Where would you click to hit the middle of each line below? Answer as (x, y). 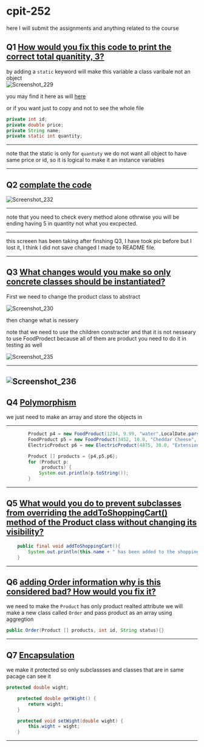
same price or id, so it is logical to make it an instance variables (86, 160)
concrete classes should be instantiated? (86, 282)
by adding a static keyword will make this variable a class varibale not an (98, 71)
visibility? (25, 532)
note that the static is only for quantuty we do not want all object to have (97, 154)
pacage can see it (29, 676)
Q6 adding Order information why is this (83, 582)
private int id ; (27, 119)
